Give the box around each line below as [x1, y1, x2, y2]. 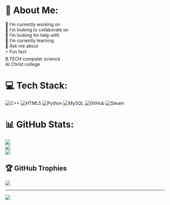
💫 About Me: [5, 5, 59, 16]
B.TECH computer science [5, 56, 61, 62]
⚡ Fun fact [5, 48, 27, 55]
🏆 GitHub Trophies [5, 164, 67, 173]
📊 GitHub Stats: [5, 119, 74, 131]
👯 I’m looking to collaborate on [5, 26, 69, 32]
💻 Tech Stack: [5, 80, 68, 92]
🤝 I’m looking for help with [5, 32, 60, 38]
